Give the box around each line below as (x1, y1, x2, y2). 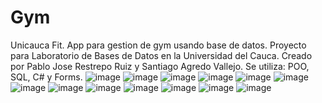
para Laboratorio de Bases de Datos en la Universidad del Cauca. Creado (10, 49, 313, 61)
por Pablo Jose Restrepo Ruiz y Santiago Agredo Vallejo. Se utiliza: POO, (10, 60, 310, 72)
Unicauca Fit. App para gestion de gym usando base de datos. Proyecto (10, 39, 307, 51)
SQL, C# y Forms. (10, 71, 83, 83)
